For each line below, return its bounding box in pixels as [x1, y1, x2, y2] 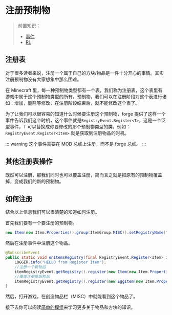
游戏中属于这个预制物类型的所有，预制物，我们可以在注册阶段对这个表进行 [5, 93, 162, 100]
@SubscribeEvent [5, 250, 40, 256]
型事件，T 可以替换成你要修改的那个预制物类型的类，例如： [5, 123, 131, 129]
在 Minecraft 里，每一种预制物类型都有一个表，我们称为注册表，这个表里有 [5, 87, 163, 93]
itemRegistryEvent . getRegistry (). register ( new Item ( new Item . [14, 269, 150, 274]
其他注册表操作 [5, 157, 53, 166]
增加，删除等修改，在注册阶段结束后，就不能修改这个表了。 [14, 100, 140, 106]
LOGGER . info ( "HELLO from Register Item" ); [14, 260, 106, 265]
